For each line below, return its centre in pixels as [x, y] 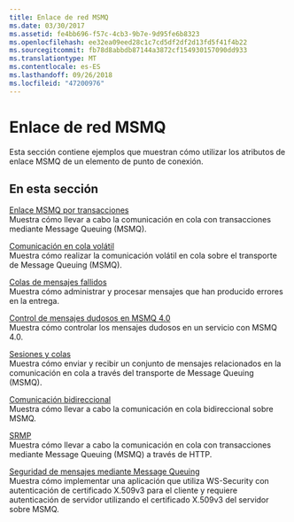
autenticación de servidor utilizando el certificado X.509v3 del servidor [139, 500]
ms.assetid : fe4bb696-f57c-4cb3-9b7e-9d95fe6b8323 [104, 34]
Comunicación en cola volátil [62, 246]
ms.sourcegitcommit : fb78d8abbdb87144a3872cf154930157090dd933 [128, 51]
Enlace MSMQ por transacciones [69, 210]
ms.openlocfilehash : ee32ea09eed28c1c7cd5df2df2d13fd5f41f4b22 [128, 42]
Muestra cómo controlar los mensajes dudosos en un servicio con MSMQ [143, 328]
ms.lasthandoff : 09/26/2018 [61, 75]
